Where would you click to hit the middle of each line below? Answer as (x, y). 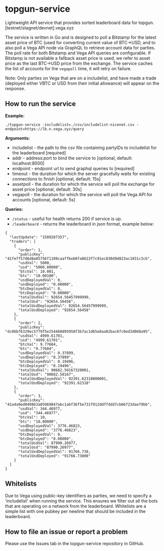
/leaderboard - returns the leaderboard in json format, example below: (83, 224)
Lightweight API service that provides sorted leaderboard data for (71, 23)
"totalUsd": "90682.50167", (47, 374)
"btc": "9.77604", (37, 349)
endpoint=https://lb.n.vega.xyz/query (45, 129)
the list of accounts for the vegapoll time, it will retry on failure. (68, 68)
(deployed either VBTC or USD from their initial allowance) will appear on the (82, 83)
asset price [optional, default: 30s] (47, 189)
